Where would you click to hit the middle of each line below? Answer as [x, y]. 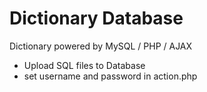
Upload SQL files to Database [84, 65]
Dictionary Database [96, 18]
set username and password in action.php [110, 76]
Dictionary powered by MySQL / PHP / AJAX [101, 46]
